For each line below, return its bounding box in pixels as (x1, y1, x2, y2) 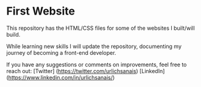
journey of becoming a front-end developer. (6, 49, 117, 56)
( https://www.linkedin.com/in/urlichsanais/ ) (6, 74, 115, 81)
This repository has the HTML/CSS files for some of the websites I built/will (6, 24, 195, 32)
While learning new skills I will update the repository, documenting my (6, 43, 182, 50)
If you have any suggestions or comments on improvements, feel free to (6, 61, 187, 68)
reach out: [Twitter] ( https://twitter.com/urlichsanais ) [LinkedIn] (6, 67, 165, 74)
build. (6, 30, 21, 38)
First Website (6, 4, 75, 18)
